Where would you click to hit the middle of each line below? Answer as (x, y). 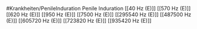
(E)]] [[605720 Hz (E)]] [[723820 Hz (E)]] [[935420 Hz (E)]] (79, 21)
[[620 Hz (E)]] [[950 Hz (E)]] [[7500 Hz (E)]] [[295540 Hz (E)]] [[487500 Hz (99, 14)
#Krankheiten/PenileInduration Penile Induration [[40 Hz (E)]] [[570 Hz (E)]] (98, 8)
